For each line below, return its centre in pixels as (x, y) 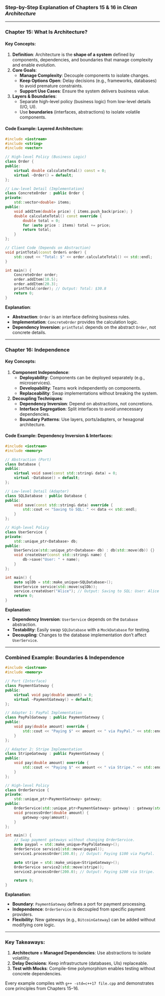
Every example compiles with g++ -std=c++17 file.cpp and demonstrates (80, 983)
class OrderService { (27, 790)
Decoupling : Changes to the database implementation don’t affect (79, 635)
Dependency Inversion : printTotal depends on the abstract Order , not (84, 327)
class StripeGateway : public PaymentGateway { (55, 754)
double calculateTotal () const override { (58, 216)
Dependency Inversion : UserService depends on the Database (75, 619)
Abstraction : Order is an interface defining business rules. (71, 316)
